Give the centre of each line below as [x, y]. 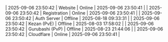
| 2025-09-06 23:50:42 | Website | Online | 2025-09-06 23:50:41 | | [77, 8]
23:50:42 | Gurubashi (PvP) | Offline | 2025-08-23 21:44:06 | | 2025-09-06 [84, 29]
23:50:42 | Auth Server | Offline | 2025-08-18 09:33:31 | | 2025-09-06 [86, 18]
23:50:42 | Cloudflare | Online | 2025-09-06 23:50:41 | [63, 34]
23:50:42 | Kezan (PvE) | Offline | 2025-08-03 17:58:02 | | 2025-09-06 [80, 23]
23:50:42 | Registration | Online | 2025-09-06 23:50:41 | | [80, 13]
